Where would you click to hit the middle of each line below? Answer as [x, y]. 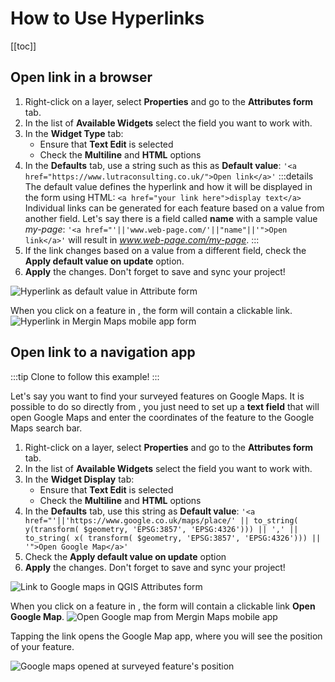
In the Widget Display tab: [79, 479]
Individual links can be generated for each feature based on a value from [174, 208]
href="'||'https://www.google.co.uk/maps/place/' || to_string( [161, 520]
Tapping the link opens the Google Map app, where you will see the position [166, 636]
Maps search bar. [46, 428]
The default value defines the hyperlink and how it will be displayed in [168, 186]
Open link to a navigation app [103, 352]
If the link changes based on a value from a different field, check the [165, 250]
